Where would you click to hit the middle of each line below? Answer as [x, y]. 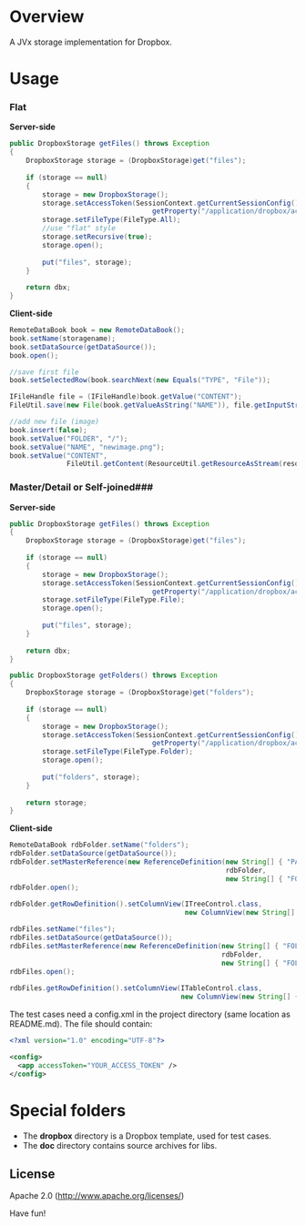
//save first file [44, 372]
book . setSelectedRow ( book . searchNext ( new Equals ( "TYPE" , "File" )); [140, 380]
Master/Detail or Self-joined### [82, 487]
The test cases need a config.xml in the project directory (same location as [150, 1014]
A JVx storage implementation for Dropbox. [91, 42]
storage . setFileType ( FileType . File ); [113, 600]
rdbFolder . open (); [44, 887]
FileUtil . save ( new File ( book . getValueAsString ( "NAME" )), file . [132, 405]
